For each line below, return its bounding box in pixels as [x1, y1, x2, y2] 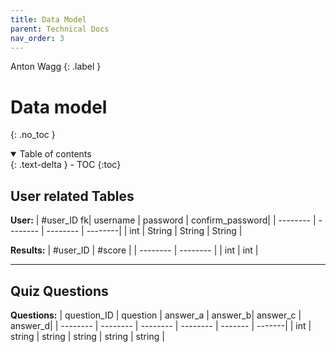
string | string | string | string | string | [10, 330, 165, 342]
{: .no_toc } [10, 129, 56, 141]
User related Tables [10, 187, 135, 205]
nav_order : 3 [10, 33, 65, 43]
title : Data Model [10, 14, 87, 25]
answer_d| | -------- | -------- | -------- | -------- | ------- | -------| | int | [10, 319, 312, 331]
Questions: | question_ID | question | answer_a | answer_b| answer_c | [10, 309, 302, 321]
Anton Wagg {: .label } [10, 61, 102, 73]
